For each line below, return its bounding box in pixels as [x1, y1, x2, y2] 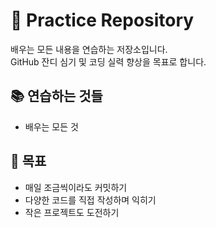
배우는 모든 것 [24, 120, 79, 133]
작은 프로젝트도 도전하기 [24, 206, 120, 218]
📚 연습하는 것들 [10, 88, 103, 105]
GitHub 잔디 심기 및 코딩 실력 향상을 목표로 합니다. [10, 55, 207, 68]
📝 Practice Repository [10, 9, 195, 32]
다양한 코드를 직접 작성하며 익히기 [24, 194, 157, 206]
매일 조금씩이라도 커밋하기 [24, 181, 128, 193]
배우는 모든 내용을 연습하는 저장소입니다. [10, 43, 168, 55]
